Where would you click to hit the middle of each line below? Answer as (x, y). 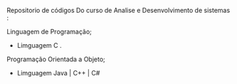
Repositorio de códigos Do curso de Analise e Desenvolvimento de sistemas (118, 10)
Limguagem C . (39, 45)
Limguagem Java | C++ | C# (58, 73)
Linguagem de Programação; (49, 32)
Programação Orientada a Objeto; (56, 59)
